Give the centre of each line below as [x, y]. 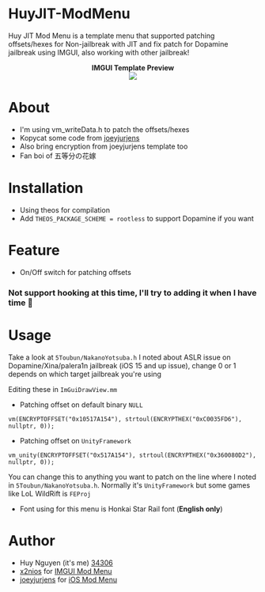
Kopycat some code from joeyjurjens [79, 138]
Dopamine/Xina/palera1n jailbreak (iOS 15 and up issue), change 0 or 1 [122, 365]
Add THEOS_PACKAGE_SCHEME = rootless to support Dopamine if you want [137, 218]
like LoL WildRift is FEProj [49, 493]
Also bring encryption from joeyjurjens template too [104, 146]
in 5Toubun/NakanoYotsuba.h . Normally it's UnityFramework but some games [129, 485]
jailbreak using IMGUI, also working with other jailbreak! [99, 52]
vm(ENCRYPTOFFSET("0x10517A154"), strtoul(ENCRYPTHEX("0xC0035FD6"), [125, 419]
